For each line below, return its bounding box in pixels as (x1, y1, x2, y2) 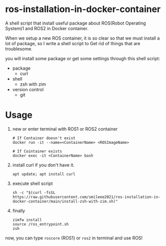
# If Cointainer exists (12, 149, 62, 154)
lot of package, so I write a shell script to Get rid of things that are (5, 40, 140, 46)
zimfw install (12, 217, 42, 222)
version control (12, 86, 44, 92)
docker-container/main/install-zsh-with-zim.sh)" (12, 199, 118, 204)
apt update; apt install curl (12, 171, 76, 176)
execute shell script (12, 180, 53, 186)
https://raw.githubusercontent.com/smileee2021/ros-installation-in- (12, 194, 161, 199)
